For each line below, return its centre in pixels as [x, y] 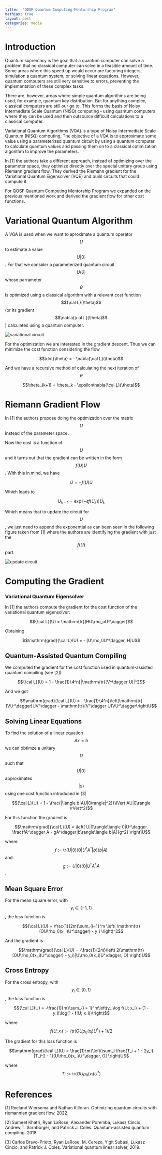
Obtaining [15, 631]
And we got [16, 692]
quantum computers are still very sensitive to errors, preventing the [72, 81]
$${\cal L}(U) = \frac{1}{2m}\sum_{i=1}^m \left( [69, 926]
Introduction [30, 47]
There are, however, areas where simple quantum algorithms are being [75, 96]
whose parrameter [23, 280]
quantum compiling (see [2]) [33, 673]
